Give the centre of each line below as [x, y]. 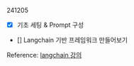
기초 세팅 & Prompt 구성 [50, 25]
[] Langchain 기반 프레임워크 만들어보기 [72, 40]
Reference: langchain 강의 [44, 55]
